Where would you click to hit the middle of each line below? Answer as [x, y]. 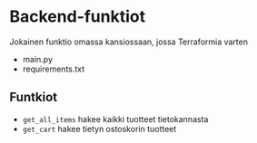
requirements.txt [54, 69]
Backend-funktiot [78, 17]
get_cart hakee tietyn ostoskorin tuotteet [99, 129]
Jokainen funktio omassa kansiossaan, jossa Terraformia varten [128, 42]
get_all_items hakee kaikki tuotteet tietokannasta [115, 119]
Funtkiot [33, 97]
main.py [37, 59]
